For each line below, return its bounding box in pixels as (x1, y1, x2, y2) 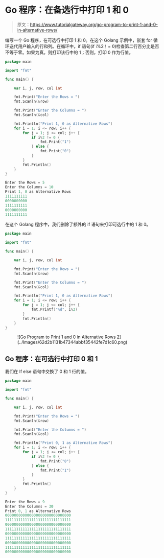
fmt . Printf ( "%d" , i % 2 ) (31, 307, 78, 312)
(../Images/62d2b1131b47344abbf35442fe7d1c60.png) (17, 339, 128, 345)
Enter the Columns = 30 (5, 504, 54, 509)
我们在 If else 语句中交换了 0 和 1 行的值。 (5, 369, 90, 374)
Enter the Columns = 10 (5, 185, 54, 190)
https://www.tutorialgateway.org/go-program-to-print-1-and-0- (30, 22, 158, 27)
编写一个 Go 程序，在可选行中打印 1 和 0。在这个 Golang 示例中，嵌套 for (5, 37, 153, 43)
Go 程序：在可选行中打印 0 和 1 (5, 354, 98, 363)
